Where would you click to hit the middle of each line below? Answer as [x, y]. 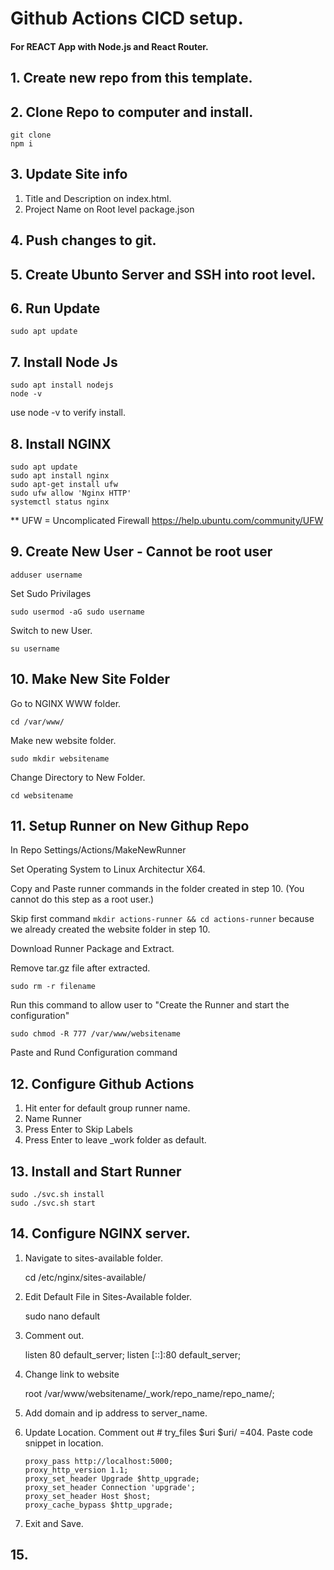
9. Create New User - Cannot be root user [141, 552]
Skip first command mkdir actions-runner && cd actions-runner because [162, 919]
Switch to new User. [51, 630]
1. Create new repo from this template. [131, 78]
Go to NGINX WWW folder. [66, 703]
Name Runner [53, 1119]
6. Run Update [55, 308]
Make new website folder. [63, 740]
